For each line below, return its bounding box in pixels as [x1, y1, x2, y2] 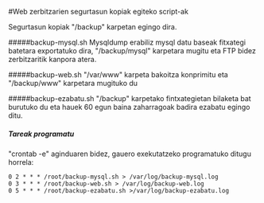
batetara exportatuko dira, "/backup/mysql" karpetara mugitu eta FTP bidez [8, 46, 256, 55]
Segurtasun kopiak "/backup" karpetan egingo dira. [8, 22, 177, 31]
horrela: [8, 157, 34, 166]
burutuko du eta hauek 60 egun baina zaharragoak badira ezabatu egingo [8, 103, 250, 111]
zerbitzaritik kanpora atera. [8, 55, 97, 64]
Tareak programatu [8, 129, 75, 139]
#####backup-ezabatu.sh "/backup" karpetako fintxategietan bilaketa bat [8, 94, 252, 103]
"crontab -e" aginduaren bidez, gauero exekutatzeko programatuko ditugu [8, 149, 252, 158]
